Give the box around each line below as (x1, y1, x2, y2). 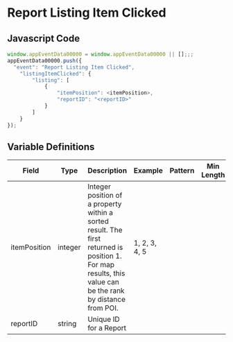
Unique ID (87, 314, 120, 324)
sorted (87, 216, 109, 226)
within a (87, 208, 113, 218)
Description (87, 166, 127, 176)
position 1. (87, 251, 123, 261)
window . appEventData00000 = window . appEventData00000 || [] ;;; (7, 51, 194, 58)
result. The (87, 225, 123, 235)
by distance (87, 295, 126, 305)
